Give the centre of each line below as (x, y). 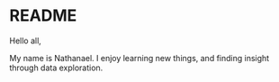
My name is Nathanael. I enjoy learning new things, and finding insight (139, 58)
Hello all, (26, 41)
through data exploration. (56, 68)
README (43, 16)
